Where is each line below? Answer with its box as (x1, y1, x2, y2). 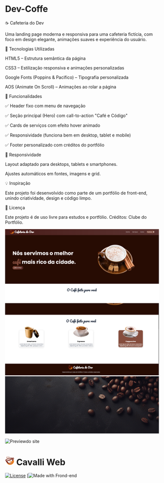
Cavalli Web (16, 457, 66, 468)
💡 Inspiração (5, 180, 31, 186)
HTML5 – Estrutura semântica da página (5, 55, 86, 61)
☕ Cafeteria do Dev (5, 20, 44, 25)
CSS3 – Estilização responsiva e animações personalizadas (5, 65, 124, 70)
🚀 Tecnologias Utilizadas (5, 46, 55, 52)
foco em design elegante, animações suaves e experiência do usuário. (5, 36, 147, 42)
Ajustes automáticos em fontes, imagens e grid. (5, 170, 101, 177)
